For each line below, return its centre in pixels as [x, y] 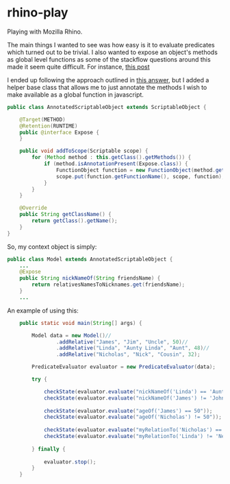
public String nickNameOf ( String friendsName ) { [90, 278]
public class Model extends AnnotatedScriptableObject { [90, 259]
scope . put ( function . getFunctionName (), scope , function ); [140, 176]
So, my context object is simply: [52, 246]
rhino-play [38, 13]
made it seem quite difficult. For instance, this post [78, 66]
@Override [34, 208]
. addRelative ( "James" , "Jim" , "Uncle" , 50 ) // [122, 342]
